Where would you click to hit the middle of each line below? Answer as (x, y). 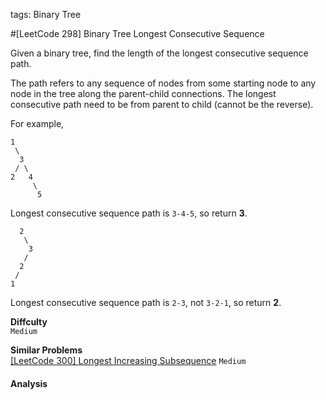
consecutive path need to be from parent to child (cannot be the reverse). (162, 104)
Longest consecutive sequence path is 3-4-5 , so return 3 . (129, 213)
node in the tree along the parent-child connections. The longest (143, 93)
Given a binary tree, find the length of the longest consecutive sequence (159, 53)
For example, (37, 123)
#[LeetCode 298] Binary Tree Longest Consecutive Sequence (137, 33)
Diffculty (29, 322)
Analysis (29, 383)
